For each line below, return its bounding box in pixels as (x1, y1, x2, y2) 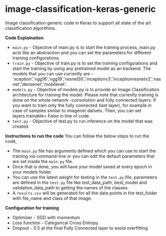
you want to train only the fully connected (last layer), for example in (12, 102, 152, 108)
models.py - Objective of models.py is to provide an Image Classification (12, 86, 160, 92)
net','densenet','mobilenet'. (12, 81, 67, 87)
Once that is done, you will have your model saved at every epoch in (12, 164, 152, 170)
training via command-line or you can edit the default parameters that (12, 153, 155, 159)
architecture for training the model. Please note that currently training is (12, 92, 159, 98)
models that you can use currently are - (12, 70, 93, 76)
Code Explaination (5, 35, 44, 41)
